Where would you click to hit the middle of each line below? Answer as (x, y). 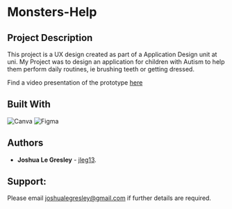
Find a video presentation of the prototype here (75, 83)
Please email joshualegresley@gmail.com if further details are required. (109, 198)
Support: (27, 182)
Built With (29, 104)
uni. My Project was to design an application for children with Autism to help (116, 62)
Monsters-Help (52, 12)
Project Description (50, 38)
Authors (25, 143)
